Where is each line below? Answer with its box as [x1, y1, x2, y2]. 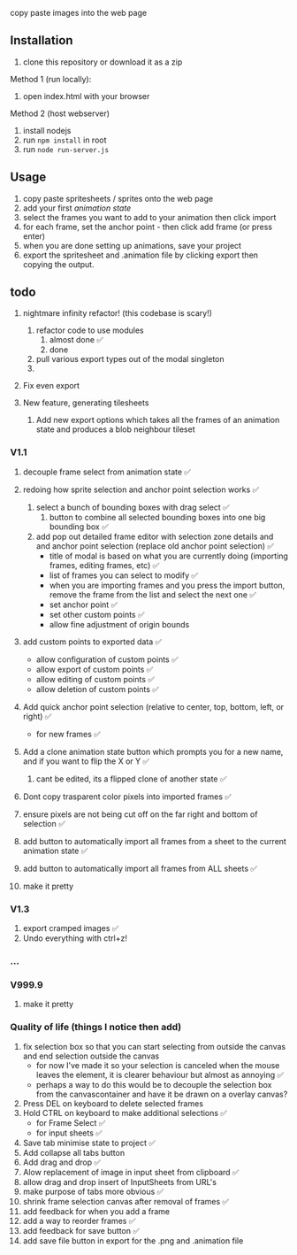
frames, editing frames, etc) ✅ [49, 559, 160, 570]
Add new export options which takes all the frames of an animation [35, 415, 280, 426]
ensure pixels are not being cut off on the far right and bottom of [22, 809, 258, 820]
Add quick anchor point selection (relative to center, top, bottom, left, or [22, 701, 285, 712]
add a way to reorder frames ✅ [22, 1215, 136, 1226]
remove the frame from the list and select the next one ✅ [49, 589, 257, 600]
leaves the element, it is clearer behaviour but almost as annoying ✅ [35, 1069, 285, 1080]
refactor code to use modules [35, 325, 144, 335]
